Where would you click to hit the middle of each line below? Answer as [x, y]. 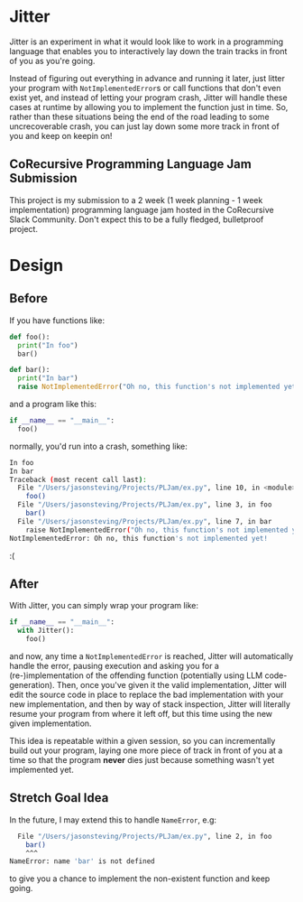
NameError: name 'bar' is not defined [82, 861]
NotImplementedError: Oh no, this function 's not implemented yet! [139, 538]
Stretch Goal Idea [59, 798]
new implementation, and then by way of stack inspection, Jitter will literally [150, 704]
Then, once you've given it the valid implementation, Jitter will [172, 684]
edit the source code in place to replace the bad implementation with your [147, 694]
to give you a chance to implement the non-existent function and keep [140, 879]
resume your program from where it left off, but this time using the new [141, 713]
